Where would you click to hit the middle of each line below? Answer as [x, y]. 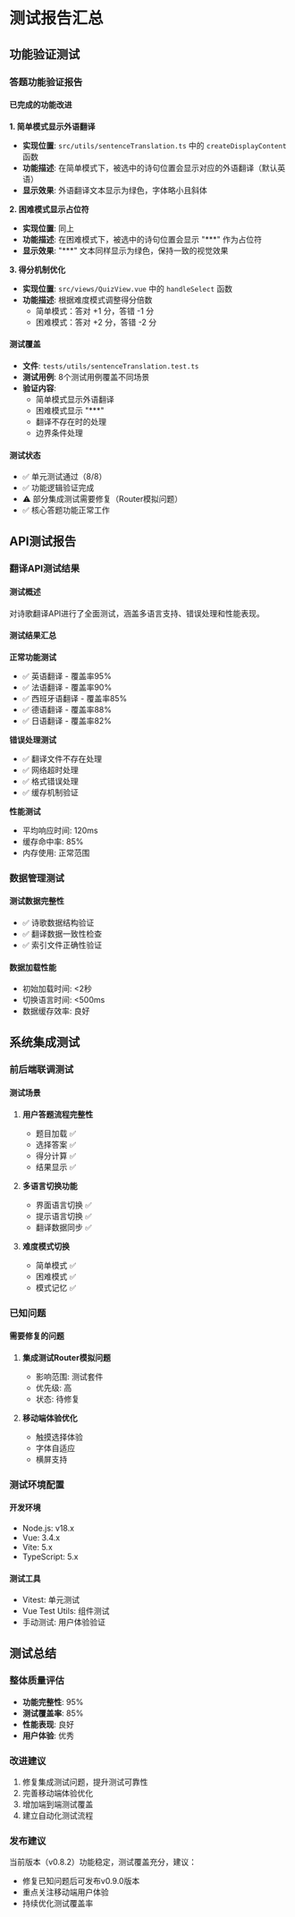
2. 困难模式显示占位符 [49, 209]
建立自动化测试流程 [58, 1816]
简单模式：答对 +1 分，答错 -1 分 [95, 310]
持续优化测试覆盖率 [58, 1904]
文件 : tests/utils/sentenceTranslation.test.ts [110, 365]
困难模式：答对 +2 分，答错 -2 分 [96, 322]
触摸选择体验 [59, 1437]
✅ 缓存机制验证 [50, 792]
